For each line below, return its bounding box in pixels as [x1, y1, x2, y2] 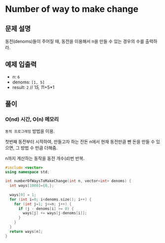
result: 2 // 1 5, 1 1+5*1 [12, 84, 55, 90]
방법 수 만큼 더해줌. [20, 145, 58, 151]
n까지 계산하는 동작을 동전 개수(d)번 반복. [5, 155, 85, 161]
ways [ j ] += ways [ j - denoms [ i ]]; [23, 211, 87, 216]
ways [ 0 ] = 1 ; [9, 192, 37, 197]
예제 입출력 [5, 60, 37, 69]
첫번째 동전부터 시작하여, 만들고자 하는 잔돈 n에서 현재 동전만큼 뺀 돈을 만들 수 [5, 138, 155, 144]
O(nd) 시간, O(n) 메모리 [5, 116, 59, 123]
